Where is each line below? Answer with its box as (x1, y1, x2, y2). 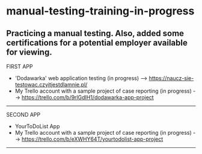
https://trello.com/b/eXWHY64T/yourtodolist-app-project (22, 135, 164, 143)
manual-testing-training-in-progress (6, 4, 195, 18)
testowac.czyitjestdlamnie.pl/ (14, 81, 88, 88)
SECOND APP (6, 111, 41, 118)
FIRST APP (6, 63, 33, 70)
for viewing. (6, 47, 52, 57)
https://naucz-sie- (148, 75, 194, 82)
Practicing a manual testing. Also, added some (6, 28, 185, 38)
